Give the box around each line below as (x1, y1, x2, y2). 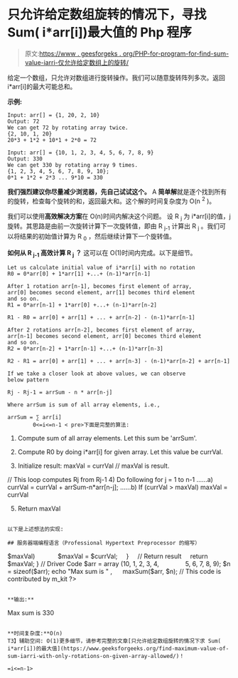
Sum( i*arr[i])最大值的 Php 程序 (7, 24, 192, 41)
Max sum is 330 (7, 608, 55, 617)
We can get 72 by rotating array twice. (7, 124, 129, 131)
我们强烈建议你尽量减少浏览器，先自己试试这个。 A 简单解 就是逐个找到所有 (7, 187, 227, 196)
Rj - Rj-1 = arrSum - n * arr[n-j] (7, 389, 113, 396)
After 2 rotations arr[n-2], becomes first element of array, (7, 326, 195, 334)
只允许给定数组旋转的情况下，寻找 (7, 6, 207, 23)
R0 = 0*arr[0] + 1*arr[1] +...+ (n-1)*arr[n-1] (7, 270, 151, 277)
